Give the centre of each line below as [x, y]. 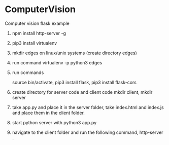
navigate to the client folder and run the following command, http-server [88, 132]
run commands [28, 72]
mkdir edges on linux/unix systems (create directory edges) [75, 53]
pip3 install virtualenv [35, 43]
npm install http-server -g [39, 33]
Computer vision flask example [37, 23]
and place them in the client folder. [48, 113]
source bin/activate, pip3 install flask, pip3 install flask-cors [74, 82]
